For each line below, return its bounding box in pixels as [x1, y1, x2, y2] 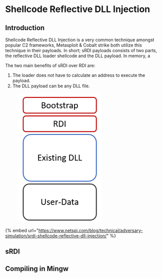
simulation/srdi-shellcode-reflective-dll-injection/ [5, 233, 107, 239]
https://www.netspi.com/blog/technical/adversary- [38, 227, 143, 233]
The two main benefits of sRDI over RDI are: [5, 63, 95, 68]
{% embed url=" [5, 227, 39, 233]
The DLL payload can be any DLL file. [12, 83, 90, 89]
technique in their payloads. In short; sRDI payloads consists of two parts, [5, 48, 157, 53]
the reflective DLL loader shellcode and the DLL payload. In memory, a [5, 53, 150, 59]
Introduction [5, 24, 45, 32]
